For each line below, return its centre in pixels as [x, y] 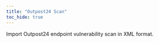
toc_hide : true [25, 17]
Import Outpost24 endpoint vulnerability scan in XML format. [80, 34]
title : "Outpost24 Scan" [37, 11]
